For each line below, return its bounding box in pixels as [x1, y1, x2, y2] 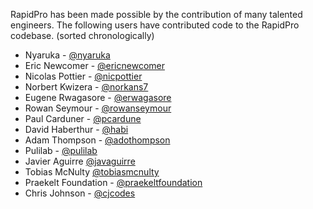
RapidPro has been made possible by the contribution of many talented [10, 9, 303, 20]
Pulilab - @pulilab [24, 145, 98, 156]
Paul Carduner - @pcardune [24, 113, 142, 124]
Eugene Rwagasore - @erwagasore [24, 92, 172, 103]
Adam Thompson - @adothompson [24, 134, 171, 146]
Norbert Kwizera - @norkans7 [24, 81, 149, 93]
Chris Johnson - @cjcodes [24, 187, 136, 199]
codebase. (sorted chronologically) [10, 30, 155, 41]
